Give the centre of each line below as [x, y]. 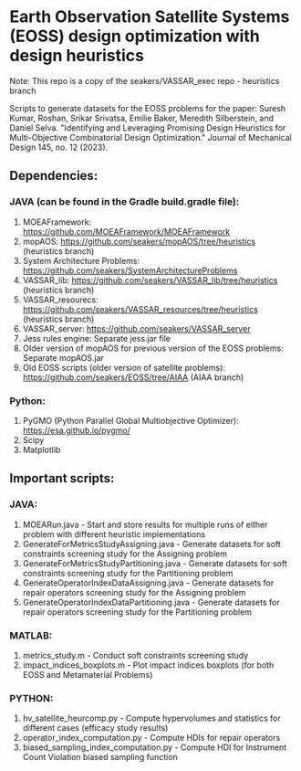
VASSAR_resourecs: [60, 300]
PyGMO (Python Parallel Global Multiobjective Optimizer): [130, 420]
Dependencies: [54, 176]
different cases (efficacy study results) [95, 728]
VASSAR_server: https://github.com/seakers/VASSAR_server [136, 328]
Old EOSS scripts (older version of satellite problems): [124, 367]
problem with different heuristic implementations [114, 534]
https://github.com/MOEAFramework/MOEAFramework [126, 231]
